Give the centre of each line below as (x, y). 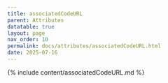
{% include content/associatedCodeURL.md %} (76, 72)
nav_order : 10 (28, 40)
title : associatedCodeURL (45, 14)
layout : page (26, 33)
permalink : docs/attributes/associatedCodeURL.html (84, 46)
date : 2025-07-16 (33, 53)
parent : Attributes (36, 20)
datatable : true (31, 27)
